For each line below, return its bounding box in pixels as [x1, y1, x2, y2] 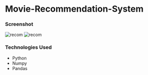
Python [12, 55, 27, 61]
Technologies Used [5, 44, 52, 51]
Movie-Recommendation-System [5, 3, 144, 15]
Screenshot [5, 21, 33, 28]
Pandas [12, 65, 28, 71]
